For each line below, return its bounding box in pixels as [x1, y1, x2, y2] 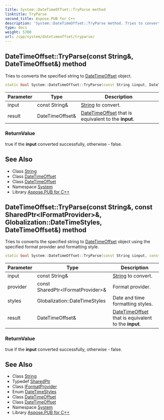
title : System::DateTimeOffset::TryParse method [5, 7, 106, 12]
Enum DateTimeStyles [12, 389, 57, 395]
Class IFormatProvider [12, 383, 57, 390]
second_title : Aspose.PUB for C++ [5, 16, 76, 21]
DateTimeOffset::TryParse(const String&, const [5, 203, 153, 211]
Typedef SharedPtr [12, 379, 51, 384]
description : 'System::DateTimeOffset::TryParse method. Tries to [5, 20, 143, 26]
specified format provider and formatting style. [5, 244, 99, 250]
